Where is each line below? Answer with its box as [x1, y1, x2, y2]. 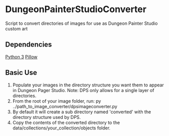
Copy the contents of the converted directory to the [12, 119, 120, 125]
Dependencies [5, 40, 52, 49]
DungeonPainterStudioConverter [5, 4, 147, 15]
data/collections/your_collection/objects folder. [12, 125, 111, 131]
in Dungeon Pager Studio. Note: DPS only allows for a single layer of [12, 87, 155, 93]
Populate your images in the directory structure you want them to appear [12, 82, 164, 88]
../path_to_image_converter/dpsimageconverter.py [12, 103, 118, 109]
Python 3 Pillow [5, 54, 38, 60]
